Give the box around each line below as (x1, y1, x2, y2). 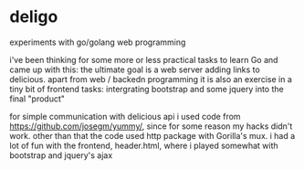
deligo (9, 6, 58, 27)
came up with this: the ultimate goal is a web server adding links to (9, 64, 260, 75)
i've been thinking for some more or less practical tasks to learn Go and (9, 54, 278, 65)
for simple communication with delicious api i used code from (9, 111, 241, 122)
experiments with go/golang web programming (9, 37, 186, 48)
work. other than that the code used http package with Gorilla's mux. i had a (9, 130, 296, 141)
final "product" (9, 93, 66, 104)
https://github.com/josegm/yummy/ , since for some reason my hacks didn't (9, 121, 293, 132)
